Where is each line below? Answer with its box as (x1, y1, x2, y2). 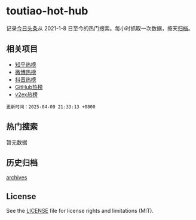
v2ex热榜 (14, 91, 38, 98)
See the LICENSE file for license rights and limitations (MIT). (6, 207, 154, 215)
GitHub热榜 (14, 83, 43, 90)
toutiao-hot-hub (6, 4, 88, 18)
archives (6, 174, 27, 181)
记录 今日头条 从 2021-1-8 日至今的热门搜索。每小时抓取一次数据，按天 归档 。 (6, 25, 194, 32)
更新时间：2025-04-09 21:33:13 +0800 (6, 103, 96, 110)
